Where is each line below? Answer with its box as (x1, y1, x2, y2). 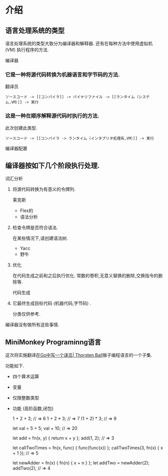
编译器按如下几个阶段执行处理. (5, 161, 100, 170)
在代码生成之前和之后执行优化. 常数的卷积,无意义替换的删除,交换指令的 (12, 272, 158, 279)
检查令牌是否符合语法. (12, 225, 58, 231)
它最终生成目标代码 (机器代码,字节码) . (12, 300, 91, 307)
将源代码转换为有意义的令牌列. (12, 186, 76, 193)
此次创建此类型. (5, 125, 38, 131)
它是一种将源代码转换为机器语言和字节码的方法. (5, 71, 120, 78)
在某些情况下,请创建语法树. (12, 235, 68, 241)
